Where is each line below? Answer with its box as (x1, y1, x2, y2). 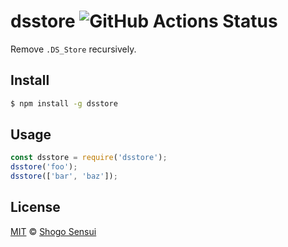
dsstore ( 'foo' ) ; (10, 162, 78, 172)
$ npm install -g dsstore (10, 98, 118, 109)
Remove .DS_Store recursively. (10, 43, 137, 55)
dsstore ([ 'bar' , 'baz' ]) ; (10, 171, 118, 182)
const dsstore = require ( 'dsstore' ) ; (10, 153, 168, 163)
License (10, 199, 61, 216)
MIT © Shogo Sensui (10, 225, 97, 237)
